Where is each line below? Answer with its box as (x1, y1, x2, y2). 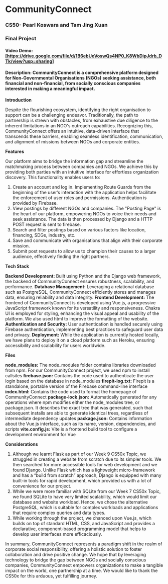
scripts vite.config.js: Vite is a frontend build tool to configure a (5, 426, 137, 432)
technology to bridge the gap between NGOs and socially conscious (5, 557, 146, 563)
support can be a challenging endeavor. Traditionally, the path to (5, 112, 139, 118)
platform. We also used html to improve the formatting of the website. (5, 315, 149, 321)
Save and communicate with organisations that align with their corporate (12, 237, 163, 243)
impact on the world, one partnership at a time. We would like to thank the (5, 567, 158, 573)
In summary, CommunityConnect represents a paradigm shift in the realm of (5, 541, 162, 547)
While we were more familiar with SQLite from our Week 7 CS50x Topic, (12, 488, 161, 494)
